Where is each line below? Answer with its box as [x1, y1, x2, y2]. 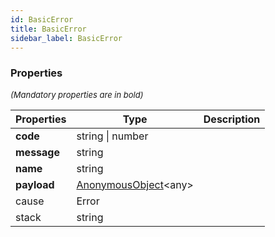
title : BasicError [10, 24, 87, 34]
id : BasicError [10, 14, 74, 25]
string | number [76, 129, 149, 143]
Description [203, 112, 261, 126]
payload [15, 177, 55, 191]
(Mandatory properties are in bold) [10, 89, 144, 100]
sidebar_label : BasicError [10, 33, 123, 43]
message [15, 145, 60, 159]
